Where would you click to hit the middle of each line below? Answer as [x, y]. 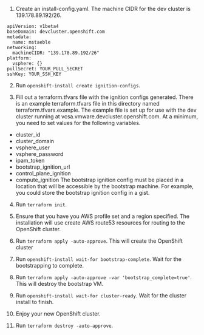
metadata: [19, 37]
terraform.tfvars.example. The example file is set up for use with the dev [106, 110]
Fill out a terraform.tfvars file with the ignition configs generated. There [104, 97]
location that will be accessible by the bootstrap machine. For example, [104, 186]
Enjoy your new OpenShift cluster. [58, 314]
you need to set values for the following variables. [78, 123]
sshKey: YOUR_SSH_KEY [34, 74]
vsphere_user [33, 147]
